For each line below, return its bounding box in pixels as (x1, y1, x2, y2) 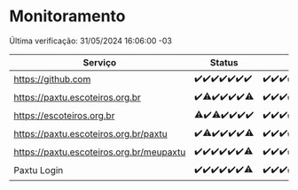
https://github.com (13, 73, 91, 86)
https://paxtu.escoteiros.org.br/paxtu (13, 128, 169, 141)
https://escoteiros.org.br (13, 110, 115, 122)
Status (209, 56, 239, 68)
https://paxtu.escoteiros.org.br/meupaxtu (13, 146, 186, 158)
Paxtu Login (13, 164, 64, 177)
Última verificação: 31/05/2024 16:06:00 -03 (9, 35, 173, 46)
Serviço (82, 56, 117, 68)
